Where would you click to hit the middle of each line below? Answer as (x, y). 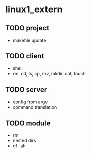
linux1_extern (34, 9)
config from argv (30, 102)
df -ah (19, 146)
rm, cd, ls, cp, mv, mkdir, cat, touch (49, 73)
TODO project (27, 28)
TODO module (28, 123)
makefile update (29, 40)
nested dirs (24, 141)
